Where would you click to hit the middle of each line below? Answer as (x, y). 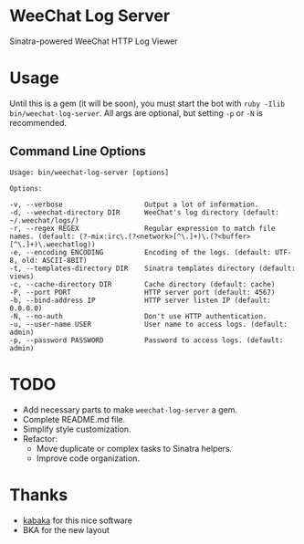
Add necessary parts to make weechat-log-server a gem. (130, 409)
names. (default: (42, 236)
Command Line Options (78, 152)
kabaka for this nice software (77, 520)
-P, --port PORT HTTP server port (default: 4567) (142, 292)
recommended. (38, 122)
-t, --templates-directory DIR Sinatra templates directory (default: (153, 268)
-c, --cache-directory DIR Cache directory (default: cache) (142, 284)
